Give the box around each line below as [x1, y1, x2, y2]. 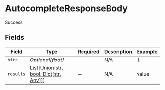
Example [137, 48, 158, 55]
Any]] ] [30, 77, 45, 84]
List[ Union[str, [30, 64, 63, 71]
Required [78, 48, 100, 55]
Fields [5, 33, 25, 42]
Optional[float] [30, 56, 65, 63]
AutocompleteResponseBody [5, 3, 128, 14]
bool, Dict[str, [30, 70, 61, 77]
